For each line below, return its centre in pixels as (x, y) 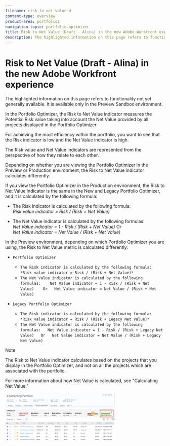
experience (30, 85)
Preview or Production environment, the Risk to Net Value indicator (75, 170)
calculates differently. (28, 175)
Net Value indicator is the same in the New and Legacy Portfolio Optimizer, (83, 191)
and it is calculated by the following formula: (51, 196)
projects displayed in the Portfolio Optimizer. (51, 125)
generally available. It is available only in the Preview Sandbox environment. (84, 104)
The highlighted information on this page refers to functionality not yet (78, 98)
